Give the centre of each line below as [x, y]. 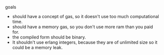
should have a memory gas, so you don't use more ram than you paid [83, 27]
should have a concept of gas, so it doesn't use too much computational [85, 16]
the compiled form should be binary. [49, 37]
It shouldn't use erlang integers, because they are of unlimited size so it [85, 42]
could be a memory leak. [37, 47]
